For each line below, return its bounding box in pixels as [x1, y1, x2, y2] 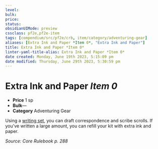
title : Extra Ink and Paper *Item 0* [5, 45, 85, 50]
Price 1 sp [12, 97, 34, 103]
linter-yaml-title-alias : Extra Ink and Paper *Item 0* [5, 49, 125, 54]
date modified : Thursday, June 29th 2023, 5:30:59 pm [5, 59, 121, 64]
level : [5, 7, 19, 13]
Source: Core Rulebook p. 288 [5, 138, 68, 144]
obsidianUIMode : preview [5, 26, 57, 31]
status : [5, 21, 22, 27]
